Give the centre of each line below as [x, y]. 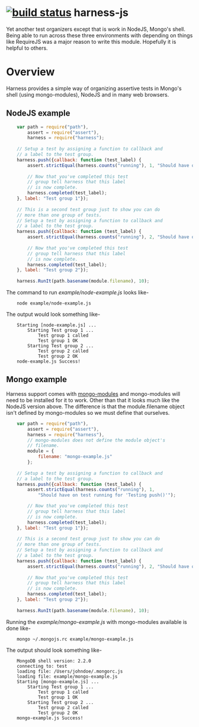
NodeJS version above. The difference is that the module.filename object [95, 406]
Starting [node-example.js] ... [57, 325]
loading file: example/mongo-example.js [67, 676]
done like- [19, 628]
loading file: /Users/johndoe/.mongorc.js [70, 671]
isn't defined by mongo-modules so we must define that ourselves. [88, 412]
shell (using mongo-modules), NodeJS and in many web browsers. [88, 94]
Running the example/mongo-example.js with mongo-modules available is [97, 622]
